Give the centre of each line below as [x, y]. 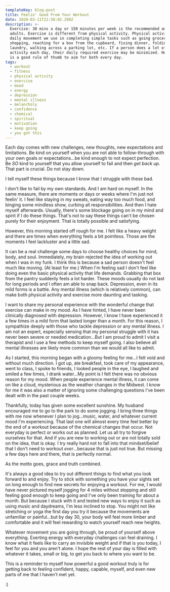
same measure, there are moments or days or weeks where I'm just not [79, 194]
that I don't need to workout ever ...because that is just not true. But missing [84, 449]
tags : [11, 62]
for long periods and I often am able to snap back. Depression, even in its [81, 284]
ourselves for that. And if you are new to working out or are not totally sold [83, 438]
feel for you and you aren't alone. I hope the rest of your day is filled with [81, 549]
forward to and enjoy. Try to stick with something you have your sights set [82, 479]
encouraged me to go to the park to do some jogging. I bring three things [81, 411]
